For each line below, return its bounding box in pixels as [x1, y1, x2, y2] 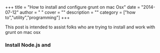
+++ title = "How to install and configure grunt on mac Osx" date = [5, 4, 140, 10]
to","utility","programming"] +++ [5, 15, 70, 20]
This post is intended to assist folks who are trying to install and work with [5, 24, 155, 30]
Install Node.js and [5, 41, 51, 48]
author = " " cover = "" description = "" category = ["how [19, 9, 136, 15]
